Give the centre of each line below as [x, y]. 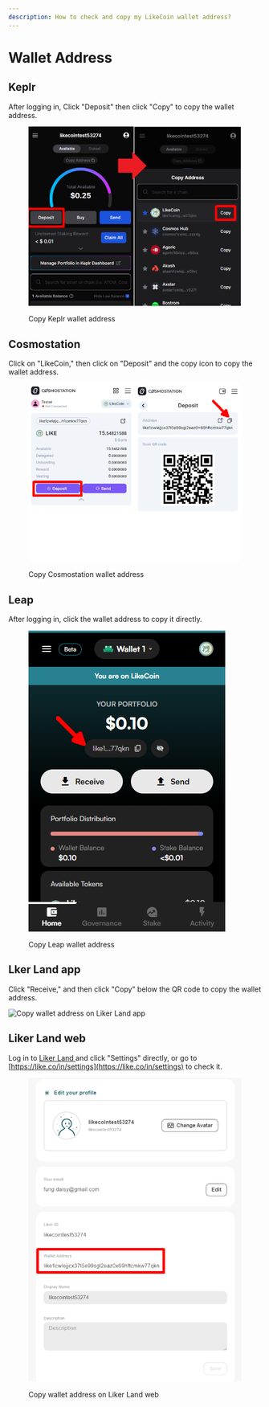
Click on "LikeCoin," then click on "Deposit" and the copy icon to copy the [130, 364]
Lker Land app [45, 969]
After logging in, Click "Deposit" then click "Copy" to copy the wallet [121, 106]
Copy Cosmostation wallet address [86, 575]
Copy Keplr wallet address [72, 319]
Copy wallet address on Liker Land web [94, 1395]
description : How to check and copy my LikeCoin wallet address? [120, 17]
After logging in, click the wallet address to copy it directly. [105, 620]
